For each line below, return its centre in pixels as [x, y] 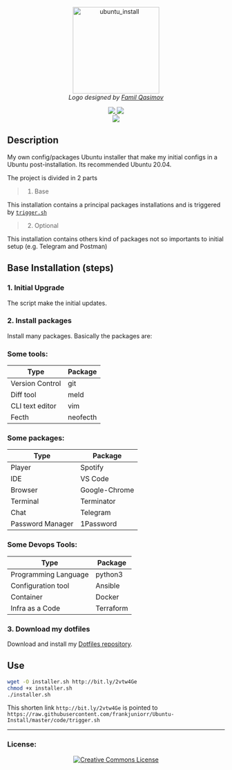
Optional [46, 225]
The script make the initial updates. [57, 303]
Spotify [92, 468]
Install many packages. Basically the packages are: [80, 335]
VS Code [95, 479]
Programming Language [50, 574]
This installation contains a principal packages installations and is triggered [114, 204]
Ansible [108, 586]
